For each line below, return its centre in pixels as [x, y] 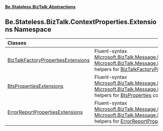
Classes [17, 43]
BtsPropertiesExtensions [36, 86]
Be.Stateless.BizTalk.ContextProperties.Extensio [81, 22]
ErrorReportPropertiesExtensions [45, 112]
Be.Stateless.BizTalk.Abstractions [41, 7]
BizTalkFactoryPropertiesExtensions [49, 60]
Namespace [33, 29]
